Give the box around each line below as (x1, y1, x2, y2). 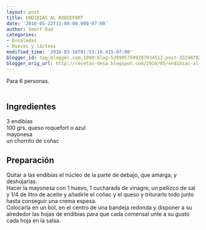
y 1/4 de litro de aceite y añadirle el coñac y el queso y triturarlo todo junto (6, 191, 194, 198)
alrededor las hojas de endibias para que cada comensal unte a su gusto (6, 210, 190, 218)
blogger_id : (6, 55, 37, 61)
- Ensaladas (6, 37, 37, 44)
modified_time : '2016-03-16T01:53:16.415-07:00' (6, 49, 133, 55)
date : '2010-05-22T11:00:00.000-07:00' (6, 20, 109, 26)
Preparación (6, 155, 55, 166)
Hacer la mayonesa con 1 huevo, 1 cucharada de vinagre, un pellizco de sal (6, 185, 196, 192)
